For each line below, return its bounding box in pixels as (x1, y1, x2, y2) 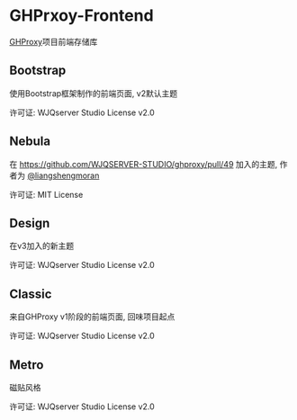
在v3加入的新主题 (9, 240, 75, 252)
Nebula (9, 134, 51, 149)
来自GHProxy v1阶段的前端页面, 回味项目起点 (9, 311, 175, 322)
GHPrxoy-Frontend (9, 5, 155, 26)
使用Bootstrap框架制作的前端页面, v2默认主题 (9, 87, 178, 99)
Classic (9, 286, 52, 301)
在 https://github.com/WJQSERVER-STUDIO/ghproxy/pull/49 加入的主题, (9, 158, 278, 169)
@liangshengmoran (26, 170, 100, 181)
